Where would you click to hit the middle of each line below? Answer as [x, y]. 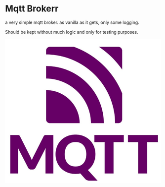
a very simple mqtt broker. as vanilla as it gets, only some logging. [72, 22]
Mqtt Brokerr [32, 9]
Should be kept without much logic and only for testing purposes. [72, 32]
